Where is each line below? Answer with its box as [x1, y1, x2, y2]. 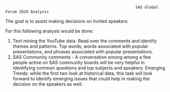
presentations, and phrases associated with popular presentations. [12, 49, 153, 54]
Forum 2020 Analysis [5, 9, 50, 14]
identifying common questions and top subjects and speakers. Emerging [12, 65, 165, 71]
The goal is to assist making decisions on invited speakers [5, 18, 128, 24]
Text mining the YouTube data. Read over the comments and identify [12, 38, 157, 44]
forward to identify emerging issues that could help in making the [12, 76, 150, 81]
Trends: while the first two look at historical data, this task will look [12, 70, 153, 76]
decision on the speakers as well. [12, 81, 83, 87]
